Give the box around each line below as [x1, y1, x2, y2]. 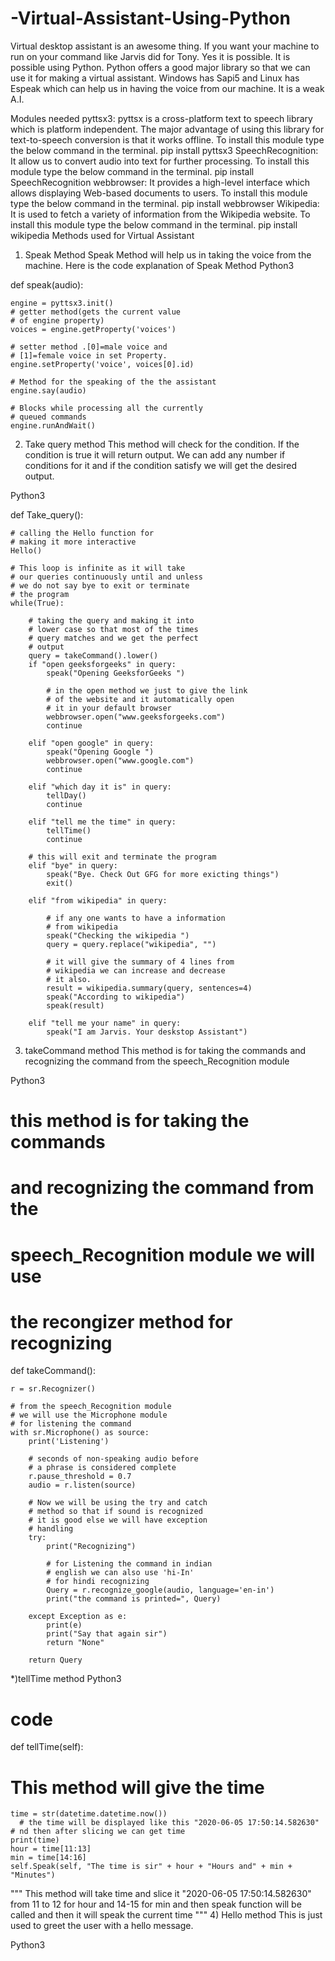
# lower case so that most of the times [28, 624, 199, 634]
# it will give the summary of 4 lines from [46, 957, 235, 967]
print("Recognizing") [46, 1542, 137, 1552]
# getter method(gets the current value [10, 307, 182, 317]
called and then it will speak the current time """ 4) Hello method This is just [10, 1909, 323, 1921]
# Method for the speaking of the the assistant [10, 377, 217, 387]
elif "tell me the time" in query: [28, 817, 177, 827]
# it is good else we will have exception [28, 1515, 208, 1526]
